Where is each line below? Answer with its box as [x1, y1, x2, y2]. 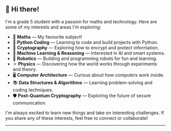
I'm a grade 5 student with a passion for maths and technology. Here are [5, 18, 157, 24]
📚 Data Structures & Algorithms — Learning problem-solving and [12, 79, 153, 85]
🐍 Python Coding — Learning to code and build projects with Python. [12, 39, 159, 45]
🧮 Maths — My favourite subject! [12, 34, 82, 40]
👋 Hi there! [5, 5, 40, 14]
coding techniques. [12, 87, 53, 93]
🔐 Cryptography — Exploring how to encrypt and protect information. [12, 44, 159, 51]
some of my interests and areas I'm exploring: [5, 24, 101, 30]
